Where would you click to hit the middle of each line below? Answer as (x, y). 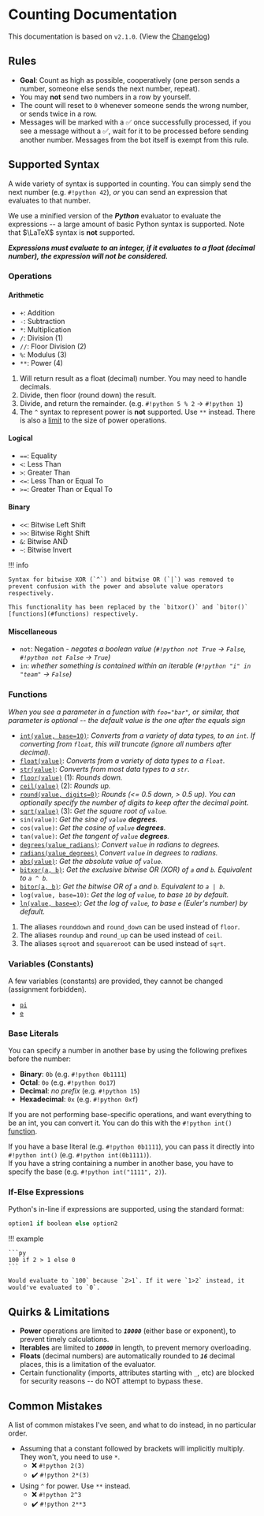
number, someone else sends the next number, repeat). (110, 88)
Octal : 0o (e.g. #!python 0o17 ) (68, 1082)
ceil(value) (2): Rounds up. (65, 785)
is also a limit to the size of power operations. (93, 420)
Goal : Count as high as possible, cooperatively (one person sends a (130, 80)
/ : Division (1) (41, 337)
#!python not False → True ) (65, 657)
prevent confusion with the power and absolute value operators (116, 587)
